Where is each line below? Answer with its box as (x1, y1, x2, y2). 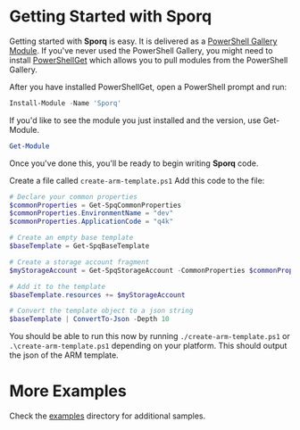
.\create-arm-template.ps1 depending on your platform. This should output (9, 341, 287, 351)
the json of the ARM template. (9, 350, 119, 360)
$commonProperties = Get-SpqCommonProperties (9, 201, 181, 210)
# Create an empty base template (9, 234, 134, 243)
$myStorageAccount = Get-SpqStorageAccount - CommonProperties (9, 266, 246, 275)
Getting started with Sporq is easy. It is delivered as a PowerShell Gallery (9, 36, 278, 46)
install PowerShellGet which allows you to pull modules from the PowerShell (9, 54, 288, 65)
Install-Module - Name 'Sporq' (9, 98, 122, 108)
